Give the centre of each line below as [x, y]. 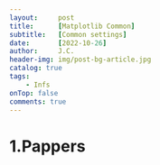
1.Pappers [47, 146]
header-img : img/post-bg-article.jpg [80, 60]
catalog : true [36, 69]
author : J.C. [42, 51]
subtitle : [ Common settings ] [68, 34]
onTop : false [34, 93]
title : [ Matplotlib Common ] [72, 26]
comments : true [38, 101]
